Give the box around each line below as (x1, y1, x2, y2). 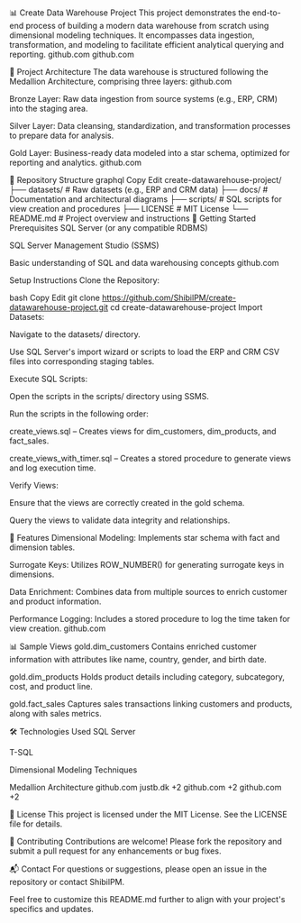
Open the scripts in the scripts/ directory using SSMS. (9, 391, 210, 401)
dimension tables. (9, 542, 76, 553)
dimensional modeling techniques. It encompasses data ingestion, (9, 30, 255, 41)
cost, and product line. (9, 681, 93, 691)
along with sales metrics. (9, 708, 102, 718)
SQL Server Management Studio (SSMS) (9, 240, 160, 251)
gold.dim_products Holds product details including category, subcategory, (9, 672, 286, 682)
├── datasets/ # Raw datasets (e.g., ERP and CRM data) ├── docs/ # (9, 184, 269, 195)
